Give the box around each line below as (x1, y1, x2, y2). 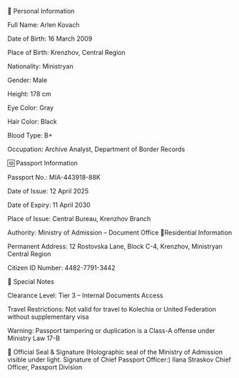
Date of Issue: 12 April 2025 (7, 187, 89, 195)
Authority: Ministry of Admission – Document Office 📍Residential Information (7, 228, 233, 237)
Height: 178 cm (7, 90, 51, 98)
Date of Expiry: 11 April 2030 (7, 200, 91, 209)
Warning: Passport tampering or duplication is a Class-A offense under (7, 327, 215, 334)
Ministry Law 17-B (7, 334, 61, 342)
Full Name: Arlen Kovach (7, 21, 80, 29)
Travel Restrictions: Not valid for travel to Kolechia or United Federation (7, 305, 216, 313)
